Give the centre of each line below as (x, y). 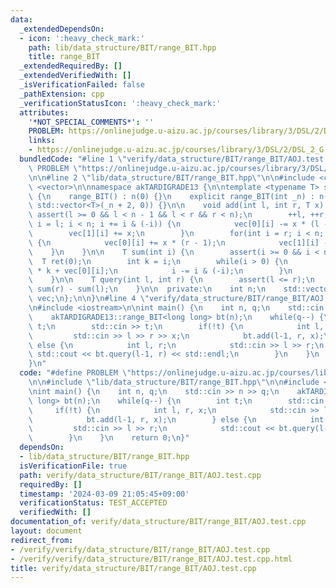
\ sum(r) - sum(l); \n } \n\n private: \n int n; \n (147, 289)
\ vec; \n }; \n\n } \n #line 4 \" (89, 299)
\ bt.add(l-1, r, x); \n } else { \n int (176, 419)
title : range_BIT (64, 57)
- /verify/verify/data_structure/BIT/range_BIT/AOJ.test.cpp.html (151, 559)
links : (42, 141)
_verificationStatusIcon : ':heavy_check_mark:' (120, 103)
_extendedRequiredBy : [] (71, 66)
